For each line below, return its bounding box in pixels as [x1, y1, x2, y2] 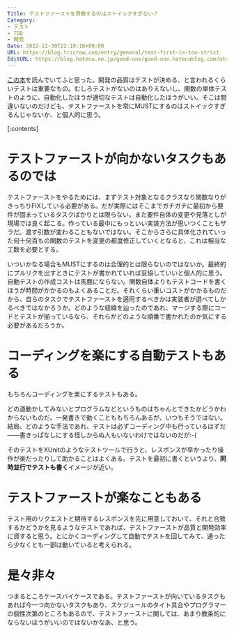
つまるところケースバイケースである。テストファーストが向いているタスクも [7, 592, 226, 600]
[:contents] [7, 124, 39, 132]
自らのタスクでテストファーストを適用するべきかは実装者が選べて [25, 294, 214, 303]
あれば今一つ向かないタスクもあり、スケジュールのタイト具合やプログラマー [7, 600, 226, 609]
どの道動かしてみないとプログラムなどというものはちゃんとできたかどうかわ [7, 404, 226, 413]
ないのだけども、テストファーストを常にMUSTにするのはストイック [19, 102, 214, 110]
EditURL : [7, 56, 33, 63]
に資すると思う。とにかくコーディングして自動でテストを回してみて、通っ [7, 531, 219, 540]
